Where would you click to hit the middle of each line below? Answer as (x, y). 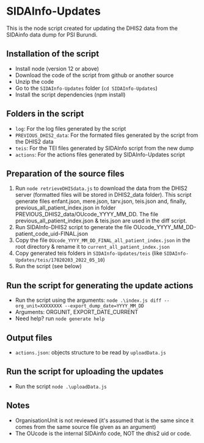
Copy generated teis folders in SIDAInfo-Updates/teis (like (89, 253)
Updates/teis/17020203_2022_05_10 (59, 260)
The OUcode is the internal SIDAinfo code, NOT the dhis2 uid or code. (103, 433)
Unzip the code (35, 81)
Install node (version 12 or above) (57, 68)
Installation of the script (53, 54)
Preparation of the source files (65, 173)
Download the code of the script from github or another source (94, 75)
